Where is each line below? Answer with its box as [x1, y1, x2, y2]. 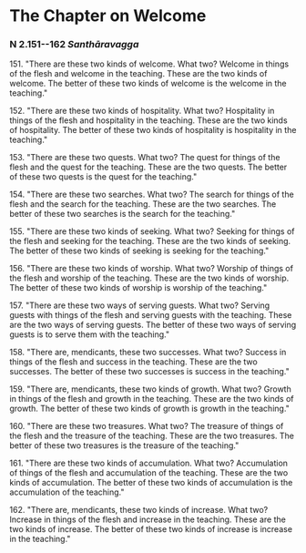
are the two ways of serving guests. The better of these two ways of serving [9, 320, 297, 331]
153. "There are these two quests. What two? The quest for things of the [9, 152, 280, 163]
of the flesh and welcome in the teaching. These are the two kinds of [9, 68, 268, 79]
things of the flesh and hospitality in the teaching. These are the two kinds [9, 115, 289, 126]
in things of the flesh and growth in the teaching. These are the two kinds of [9, 394, 294, 405]
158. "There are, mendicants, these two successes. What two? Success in [9, 347, 287, 358]
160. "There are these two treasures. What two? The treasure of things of [9, 421, 284, 432]
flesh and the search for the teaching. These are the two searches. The [9, 199, 277, 210]
